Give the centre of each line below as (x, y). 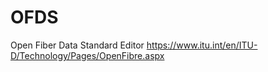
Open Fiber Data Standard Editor (77, 45)
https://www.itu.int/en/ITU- (202, 45)
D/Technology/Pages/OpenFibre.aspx (87, 55)
